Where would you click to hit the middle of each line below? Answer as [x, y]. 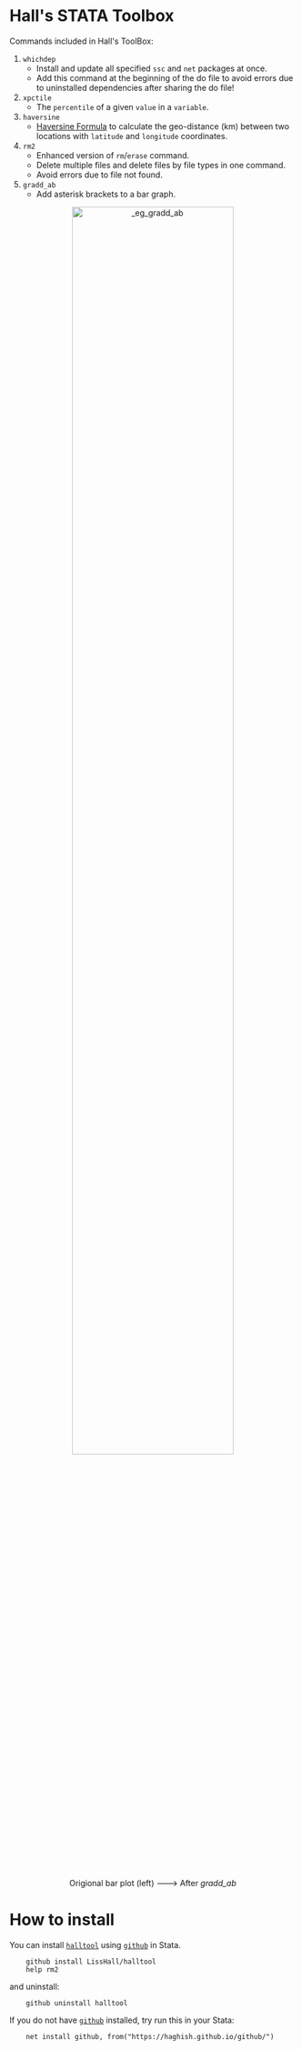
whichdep [39, 59]
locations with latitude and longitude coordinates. [132, 136]
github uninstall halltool [77, 2003]
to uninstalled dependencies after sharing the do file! [135, 87]
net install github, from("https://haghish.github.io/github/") [150, 2036]
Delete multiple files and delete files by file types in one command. [161, 165]
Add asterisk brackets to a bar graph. [106, 194]
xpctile [37, 98]
